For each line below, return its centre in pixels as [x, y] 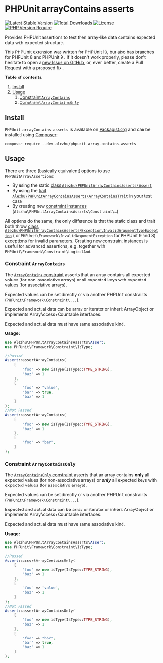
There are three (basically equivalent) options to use [58, 171]
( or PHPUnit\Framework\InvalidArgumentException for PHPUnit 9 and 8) [84, 235]
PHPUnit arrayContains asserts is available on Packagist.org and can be [78, 129]
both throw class [22, 226]
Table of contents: [24, 77]
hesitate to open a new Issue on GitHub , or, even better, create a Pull [74, 62]
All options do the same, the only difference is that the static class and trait [80, 221]
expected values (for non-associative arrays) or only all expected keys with [81, 480]
